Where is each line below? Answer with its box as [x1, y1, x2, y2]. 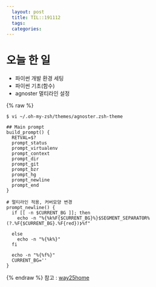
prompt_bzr [11, 167, 39, 173]
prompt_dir [11, 156, 39, 162]
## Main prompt [6, 124, 45, 131]
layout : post [11, 8, 45, 15]
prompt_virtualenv [11, 146, 59, 152]
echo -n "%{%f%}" [11, 252, 56, 259]
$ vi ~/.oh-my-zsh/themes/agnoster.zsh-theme [6, 114, 123, 120]
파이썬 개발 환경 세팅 [15, 75, 64, 82]
